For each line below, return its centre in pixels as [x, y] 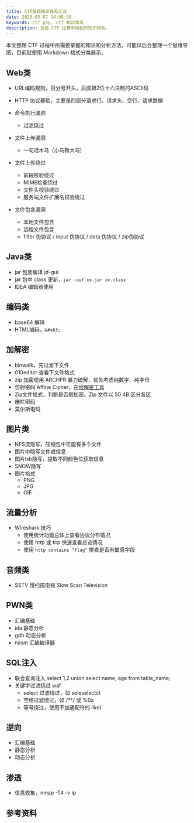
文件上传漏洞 [30, 138]
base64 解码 [30, 322]
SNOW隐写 [28, 466]
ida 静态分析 [29, 628]
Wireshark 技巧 [33, 528]
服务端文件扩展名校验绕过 [54, 197]
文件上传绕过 [30, 163]
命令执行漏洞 [30, 113]
